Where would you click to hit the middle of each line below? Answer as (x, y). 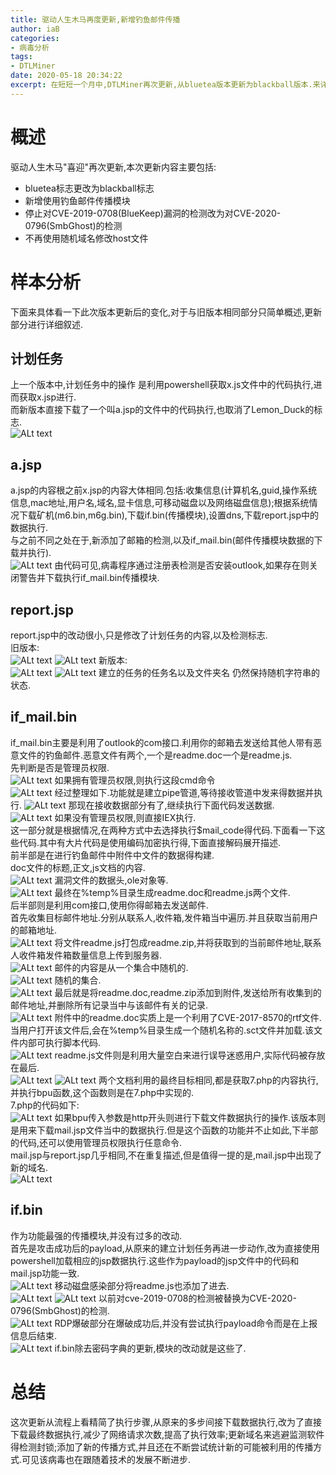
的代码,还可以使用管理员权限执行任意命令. (96, 1142)
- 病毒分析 (30, 47)
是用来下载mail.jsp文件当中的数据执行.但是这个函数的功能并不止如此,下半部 (164, 1130)
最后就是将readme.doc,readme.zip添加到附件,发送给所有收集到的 (188, 992)
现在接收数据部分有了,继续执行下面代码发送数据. (175, 805)
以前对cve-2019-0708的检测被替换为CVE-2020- (197, 1298)
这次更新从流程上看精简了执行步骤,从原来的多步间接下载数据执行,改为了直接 (166, 1422)
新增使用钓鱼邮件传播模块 (77, 200)
